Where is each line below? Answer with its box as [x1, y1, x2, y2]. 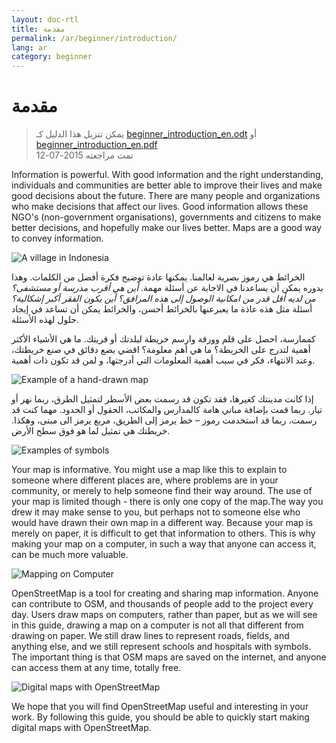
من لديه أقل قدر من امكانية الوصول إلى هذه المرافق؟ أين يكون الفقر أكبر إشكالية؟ [11, 292, 316, 305]
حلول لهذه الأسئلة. [11, 314, 79, 326]
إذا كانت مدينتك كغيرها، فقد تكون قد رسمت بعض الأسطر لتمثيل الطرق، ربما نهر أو [11, 393, 314, 405]
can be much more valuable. [11, 549, 129, 561]
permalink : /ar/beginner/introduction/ [11, 33, 178, 43]
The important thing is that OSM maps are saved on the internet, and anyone [11, 651, 327, 663]
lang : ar [11, 42, 48, 53]
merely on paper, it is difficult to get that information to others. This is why [11, 527, 316, 540]
